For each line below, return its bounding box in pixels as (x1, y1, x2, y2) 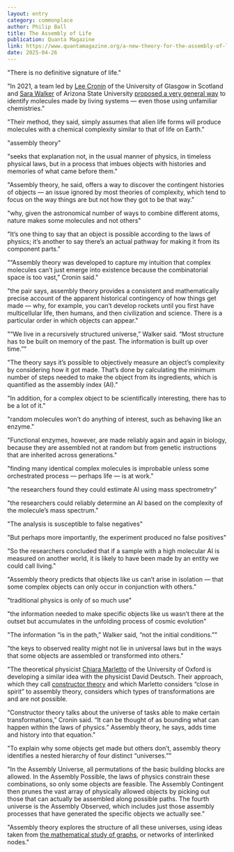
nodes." (7, 837, 30, 846)
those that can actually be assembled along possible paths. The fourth (7, 794, 210, 803)
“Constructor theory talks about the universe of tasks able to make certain (7, 708, 220, 717)
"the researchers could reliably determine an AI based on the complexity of (7, 499, 223, 507)
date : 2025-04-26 (7, 50, 58, 57)
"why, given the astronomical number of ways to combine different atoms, (7, 209, 220, 217)
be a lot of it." (7, 401, 46, 409)
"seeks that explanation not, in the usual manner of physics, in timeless (7, 152, 211, 161)
